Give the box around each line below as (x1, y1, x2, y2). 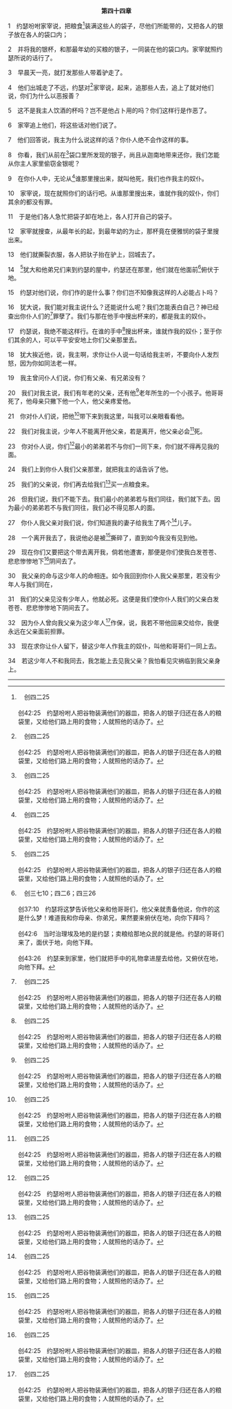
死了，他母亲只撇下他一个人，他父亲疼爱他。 (8, 397, 135, 406)
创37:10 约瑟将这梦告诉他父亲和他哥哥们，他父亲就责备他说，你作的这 (17, 905, 220, 913)
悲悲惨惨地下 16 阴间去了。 (8, 555, 80, 565)
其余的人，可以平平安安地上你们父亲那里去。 (13, 335, 140, 344)
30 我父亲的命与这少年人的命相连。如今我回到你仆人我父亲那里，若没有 (8, 571, 215, 580)
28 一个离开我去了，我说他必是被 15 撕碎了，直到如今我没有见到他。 (8, 532, 202, 542)
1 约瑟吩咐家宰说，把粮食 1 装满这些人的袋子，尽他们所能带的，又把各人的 (8, 21, 218, 30)
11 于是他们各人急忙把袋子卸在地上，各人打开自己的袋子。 (8, 212, 176, 220)
